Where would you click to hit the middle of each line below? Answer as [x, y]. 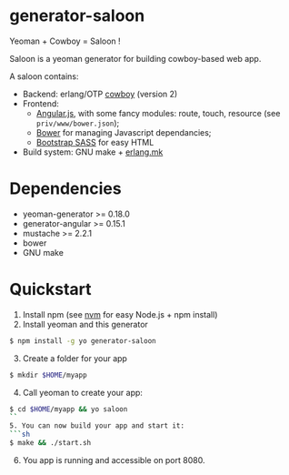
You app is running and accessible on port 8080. [114, 460]
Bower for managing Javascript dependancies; [124, 132]
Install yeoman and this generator [85, 324]
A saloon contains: [44, 76]
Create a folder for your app [75, 358]
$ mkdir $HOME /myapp [49, 375]
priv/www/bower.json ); [78, 123]
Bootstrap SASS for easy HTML [95, 142]
